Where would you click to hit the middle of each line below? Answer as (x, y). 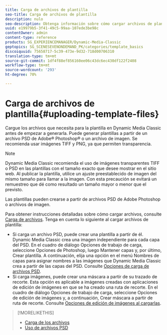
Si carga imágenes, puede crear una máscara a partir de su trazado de (85, 276)
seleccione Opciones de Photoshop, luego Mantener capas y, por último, (87, 250)
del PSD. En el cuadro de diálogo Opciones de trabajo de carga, (78, 245)
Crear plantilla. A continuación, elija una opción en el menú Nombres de (86, 255)
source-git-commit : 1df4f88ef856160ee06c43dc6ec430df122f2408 (71, 61)
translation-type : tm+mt (31, 56)
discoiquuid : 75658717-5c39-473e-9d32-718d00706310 (60, 51)
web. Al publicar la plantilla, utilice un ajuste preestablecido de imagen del (81, 173)
